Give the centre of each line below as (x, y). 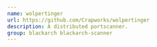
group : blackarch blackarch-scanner (60, 33)
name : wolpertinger (35, 13)
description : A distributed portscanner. (68, 26)
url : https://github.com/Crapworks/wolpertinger (78, 20)
